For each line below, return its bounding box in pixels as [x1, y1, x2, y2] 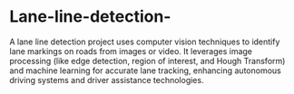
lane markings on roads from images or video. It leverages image [9, 45, 252, 56]
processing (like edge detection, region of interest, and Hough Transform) [9, 55, 286, 66]
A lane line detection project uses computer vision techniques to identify [9, 36, 280, 47]
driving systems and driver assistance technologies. [9, 74, 204, 85]
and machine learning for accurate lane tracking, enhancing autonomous [9, 65, 281, 76]
